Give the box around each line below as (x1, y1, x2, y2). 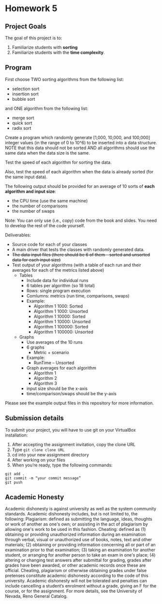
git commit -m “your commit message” (5, 476, 81, 480)
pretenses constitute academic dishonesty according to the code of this (5, 573, 148, 579)
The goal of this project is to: (5, 35, 62, 41)
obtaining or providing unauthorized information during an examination (5, 531, 146, 538)
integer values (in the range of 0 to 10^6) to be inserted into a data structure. (5, 139, 157, 145)
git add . (5, 471, 25, 476)
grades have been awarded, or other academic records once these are (5, 562, 146, 568)
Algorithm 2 (33, 375, 57, 381)
